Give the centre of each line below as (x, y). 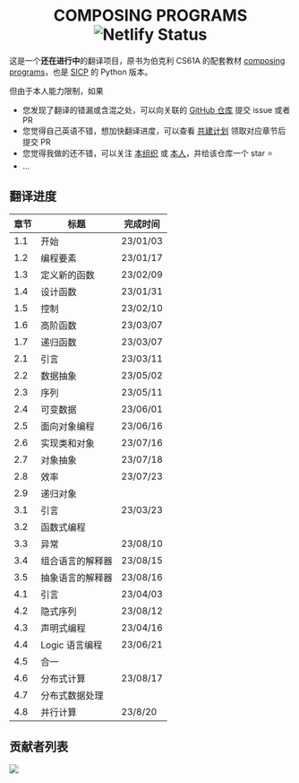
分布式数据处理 (73, 695)
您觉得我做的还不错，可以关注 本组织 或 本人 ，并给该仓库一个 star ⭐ (147, 152)
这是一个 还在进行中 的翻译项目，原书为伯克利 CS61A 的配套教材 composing (147, 60)
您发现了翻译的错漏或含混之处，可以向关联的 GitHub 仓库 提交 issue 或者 (156, 109)
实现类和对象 (68, 443)
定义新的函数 (68, 274)
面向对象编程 (68, 426)
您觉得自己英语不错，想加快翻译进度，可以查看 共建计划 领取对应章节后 (154, 130)
